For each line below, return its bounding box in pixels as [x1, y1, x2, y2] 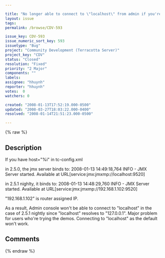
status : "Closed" [5, 57, 41, 62]
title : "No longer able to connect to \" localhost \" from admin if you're [5, 11, 162, 16]
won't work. [5, 221, 29, 227]
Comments [5, 235, 40, 243]
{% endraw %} [5, 248, 35, 254]
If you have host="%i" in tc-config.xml [5, 156, 83, 162]
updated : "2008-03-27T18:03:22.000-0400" [5, 107, 91, 112]
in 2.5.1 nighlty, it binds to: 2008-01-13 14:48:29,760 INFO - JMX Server [5, 180, 150, 187]
